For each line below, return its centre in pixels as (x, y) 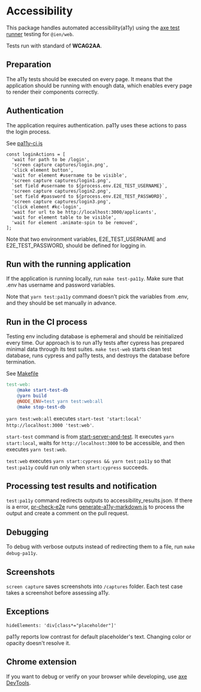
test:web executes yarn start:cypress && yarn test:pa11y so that (88, 461)
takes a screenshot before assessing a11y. (58, 593)
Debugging (28, 532)
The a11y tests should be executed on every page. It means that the (89, 79)
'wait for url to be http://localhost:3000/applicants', (84, 212)
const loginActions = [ (36, 154)
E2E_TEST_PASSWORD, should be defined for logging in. (76, 245)
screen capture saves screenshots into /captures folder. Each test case (94, 586)
